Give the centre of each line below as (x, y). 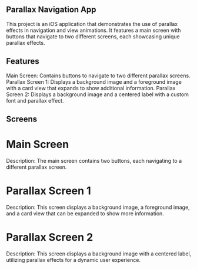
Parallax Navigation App (51, 10)
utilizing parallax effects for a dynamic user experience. (74, 260)
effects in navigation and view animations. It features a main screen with (94, 30)
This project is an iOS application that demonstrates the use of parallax (92, 24)
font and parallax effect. (35, 100)
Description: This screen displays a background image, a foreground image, (98, 207)
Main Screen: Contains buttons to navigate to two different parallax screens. (98, 76)
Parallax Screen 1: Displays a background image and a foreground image (94, 81)
